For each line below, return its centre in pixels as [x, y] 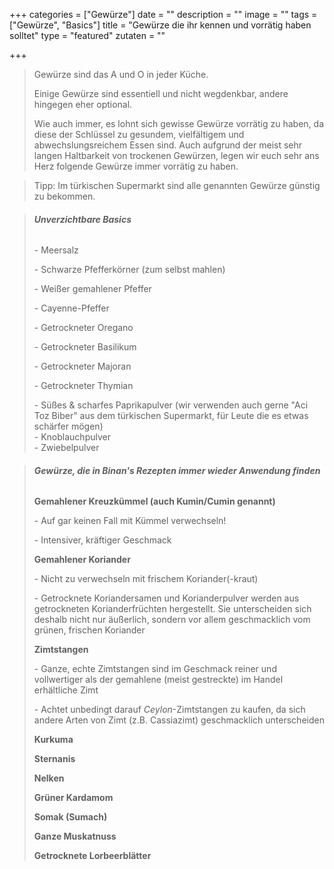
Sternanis [54, 759]
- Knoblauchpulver [72, 437]
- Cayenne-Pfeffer [71, 308]
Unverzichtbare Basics [82, 219]
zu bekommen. [64, 196]
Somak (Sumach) [70, 817]
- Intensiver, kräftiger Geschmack [102, 540]
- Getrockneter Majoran [82, 366]
